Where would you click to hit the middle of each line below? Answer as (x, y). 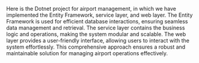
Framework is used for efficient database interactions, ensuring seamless (97, 21)
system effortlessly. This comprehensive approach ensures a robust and (96, 47)
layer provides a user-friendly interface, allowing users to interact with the (98, 40)
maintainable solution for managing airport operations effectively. (87, 53)
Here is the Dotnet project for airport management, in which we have (91, 9)
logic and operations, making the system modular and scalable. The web (96, 34)
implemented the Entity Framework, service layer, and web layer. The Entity (99, 15)
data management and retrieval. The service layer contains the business (96, 28)
